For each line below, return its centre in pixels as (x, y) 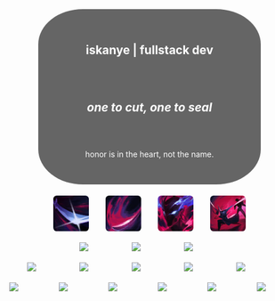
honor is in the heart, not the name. (150, 154)
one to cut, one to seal (150, 107)
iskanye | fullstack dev (150, 49)
